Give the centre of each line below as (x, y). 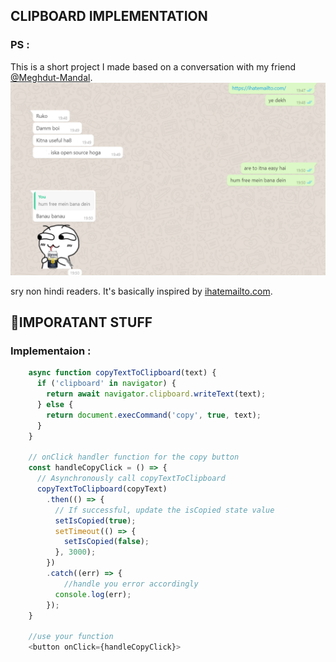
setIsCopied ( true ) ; (95, 520)
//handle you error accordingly (131, 584)
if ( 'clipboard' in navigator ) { (106, 384)
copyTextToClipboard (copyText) (102, 489)
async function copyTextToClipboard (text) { (122, 373)
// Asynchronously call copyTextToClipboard (131, 479)
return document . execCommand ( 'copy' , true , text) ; (154, 415)
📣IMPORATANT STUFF (81, 322)
